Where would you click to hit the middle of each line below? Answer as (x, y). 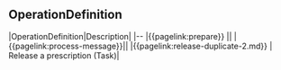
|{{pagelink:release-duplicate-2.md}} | (201, 46)
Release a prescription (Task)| (64, 55)
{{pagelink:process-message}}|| (68, 46)
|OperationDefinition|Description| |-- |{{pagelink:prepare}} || (120, 36)
